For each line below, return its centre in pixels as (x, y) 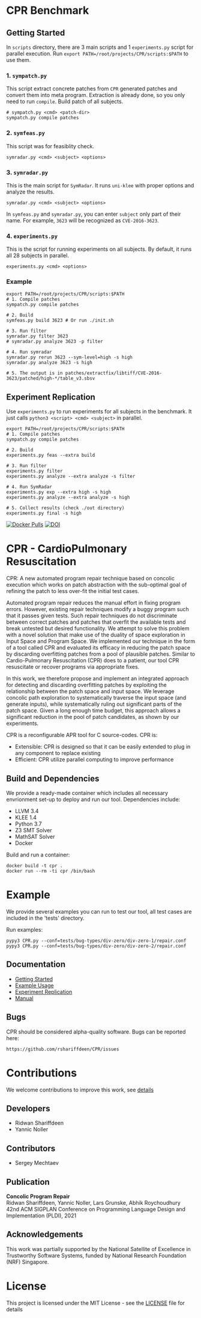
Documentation (36, 965)
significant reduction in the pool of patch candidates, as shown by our (93, 717)
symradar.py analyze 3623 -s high (49, 363)
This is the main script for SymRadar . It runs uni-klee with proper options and (100, 185)
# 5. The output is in (34, 373)
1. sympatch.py (26, 75)
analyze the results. (31, 192)
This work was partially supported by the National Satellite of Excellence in (98, 1249)
